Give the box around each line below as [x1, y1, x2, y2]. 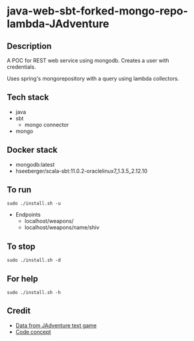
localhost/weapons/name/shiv [24, 224, 100, 231]
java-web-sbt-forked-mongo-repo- [7, 4, 189, 18]
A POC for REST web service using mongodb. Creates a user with [7, 57, 170, 64]
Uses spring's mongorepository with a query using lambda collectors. [7, 75, 180, 82]
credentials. [7, 63, 36, 70]
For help [7, 274, 38, 284]
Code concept [15, 328, 52, 335]
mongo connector [24, 121, 69, 128]
